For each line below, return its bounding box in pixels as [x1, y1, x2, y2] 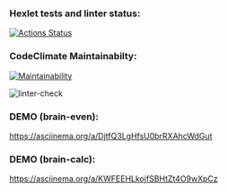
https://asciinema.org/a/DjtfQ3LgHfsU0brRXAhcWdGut [9, 130, 213, 141]
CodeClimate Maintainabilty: [9, 50, 137, 63]
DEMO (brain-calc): [9, 153, 96, 165]
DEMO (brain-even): [9, 110, 99, 123]
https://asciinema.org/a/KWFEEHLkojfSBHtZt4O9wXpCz [9, 173, 218, 184]
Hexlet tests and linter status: [9, 7, 141, 20]
